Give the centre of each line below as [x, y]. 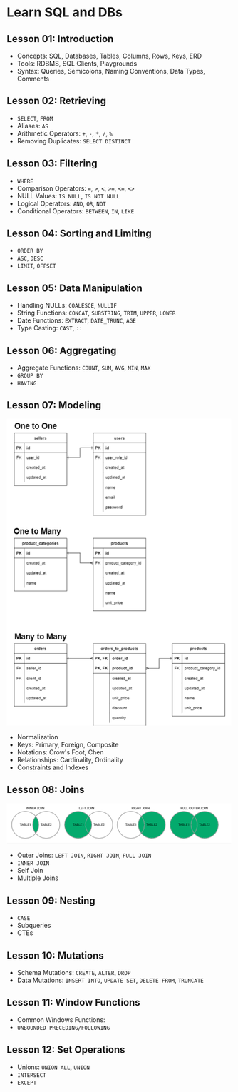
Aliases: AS [33, 126]
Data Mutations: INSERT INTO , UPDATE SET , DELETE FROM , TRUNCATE [110, 980]
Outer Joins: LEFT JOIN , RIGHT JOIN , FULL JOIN [84, 855]
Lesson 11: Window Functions [73, 1002]
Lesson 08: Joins [46, 790]
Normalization [37, 737]
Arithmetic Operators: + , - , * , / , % [65, 133]
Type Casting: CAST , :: [50, 328]
